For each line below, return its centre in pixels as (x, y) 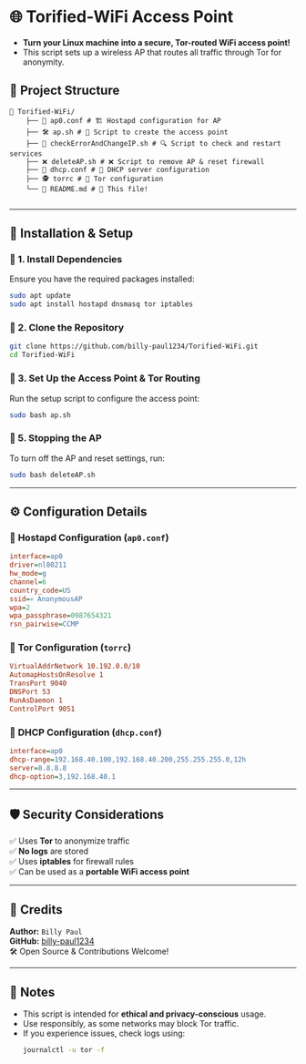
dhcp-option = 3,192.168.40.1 (63, 776)
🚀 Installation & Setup (71, 234)
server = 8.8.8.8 (38, 768)
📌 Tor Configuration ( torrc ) (71, 648)
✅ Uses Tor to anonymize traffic (70, 841)
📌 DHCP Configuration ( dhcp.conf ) (86, 732)
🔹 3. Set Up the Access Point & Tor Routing (105, 378)
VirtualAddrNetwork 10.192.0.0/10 (75, 667)
